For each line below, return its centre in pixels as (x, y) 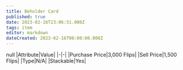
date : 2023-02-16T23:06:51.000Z (45, 22)
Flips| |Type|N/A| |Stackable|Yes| (46, 61)
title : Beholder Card (32, 11)
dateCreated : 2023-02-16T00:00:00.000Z (55, 38)
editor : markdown (27, 33)
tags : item (19, 27)
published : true (26, 17)
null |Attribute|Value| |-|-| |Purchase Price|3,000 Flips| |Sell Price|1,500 (91, 55)
